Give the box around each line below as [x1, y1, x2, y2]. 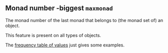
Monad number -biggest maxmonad [5, 4, 113, 12]
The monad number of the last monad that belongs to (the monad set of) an [5, 17, 163, 23]
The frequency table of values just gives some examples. [5, 42, 125, 48]
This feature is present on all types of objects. [5, 32, 102, 38]
